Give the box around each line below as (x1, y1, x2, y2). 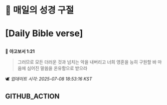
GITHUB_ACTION (5, 92, 60, 100)
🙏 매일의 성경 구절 (5, 4, 74, 16)
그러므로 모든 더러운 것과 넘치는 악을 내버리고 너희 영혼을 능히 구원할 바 (17, 58, 157, 65)
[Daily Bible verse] (5, 28, 83, 39)
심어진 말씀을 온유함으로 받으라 (27, 65, 88, 71)
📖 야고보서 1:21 (5, 48, 35, 54)
